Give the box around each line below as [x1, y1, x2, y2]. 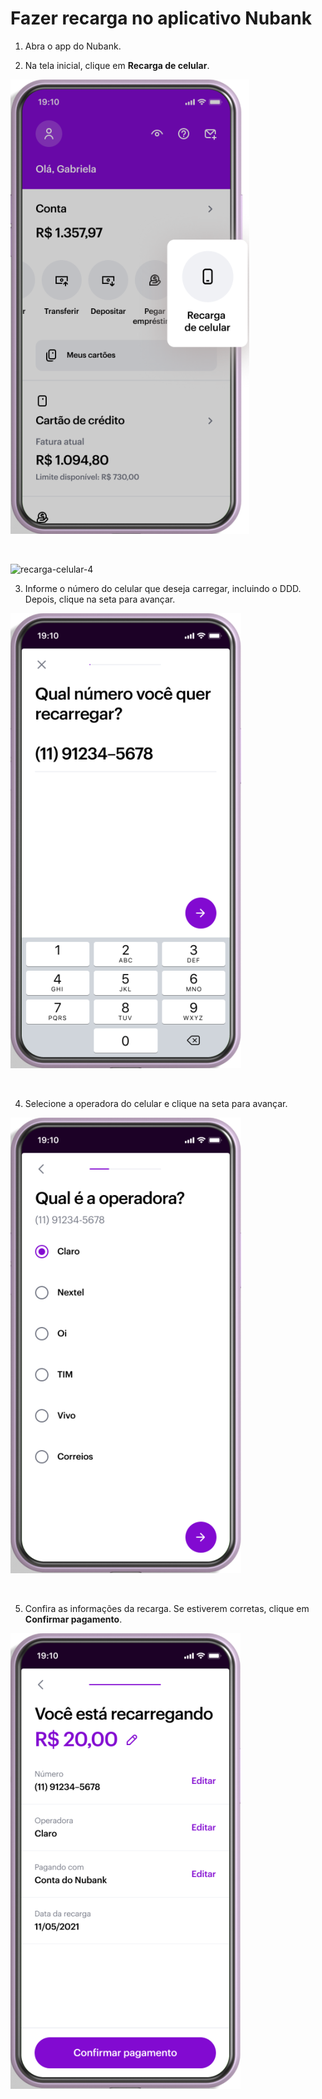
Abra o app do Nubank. [24, 40, 122, 52]
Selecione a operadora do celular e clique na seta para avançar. [24, 1097, 288, 1109]
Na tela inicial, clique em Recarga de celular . [24, 59, 210, 71]
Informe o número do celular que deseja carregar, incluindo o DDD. [24, 582, 302, 594]
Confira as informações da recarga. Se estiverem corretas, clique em [24, 1602, 310, 1614]
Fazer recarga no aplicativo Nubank [10, 7, 312, 30]
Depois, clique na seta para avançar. [24, 593, 176, 605]
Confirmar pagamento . [24, 1613, 123, 1625]
